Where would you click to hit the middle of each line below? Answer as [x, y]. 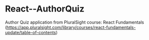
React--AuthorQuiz [45, 9]
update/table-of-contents [31, 32]
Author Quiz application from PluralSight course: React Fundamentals [75, 22]
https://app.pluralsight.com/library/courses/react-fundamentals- [71, 27]
